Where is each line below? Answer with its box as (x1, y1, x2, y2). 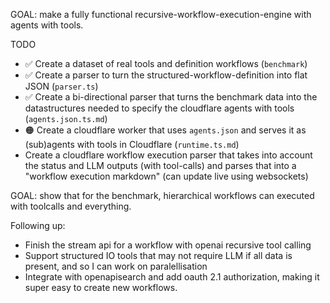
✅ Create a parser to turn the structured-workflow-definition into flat (24, 69, 308, 81)
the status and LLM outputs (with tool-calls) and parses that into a (24, 160, 297, 171)
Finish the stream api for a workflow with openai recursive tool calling (24, 239, 312, 251)
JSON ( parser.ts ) (24, 80, 99, 92)
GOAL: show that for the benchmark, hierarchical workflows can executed (10, 190, 315, 201)
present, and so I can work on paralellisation (24, 260, 208, 272)
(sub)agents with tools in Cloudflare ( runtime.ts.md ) (24, 139, 240, 150)
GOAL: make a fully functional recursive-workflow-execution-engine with (10, 9, 312, 20)
